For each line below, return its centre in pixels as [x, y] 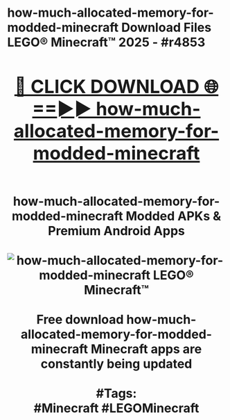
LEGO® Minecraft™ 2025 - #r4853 [106, 42]
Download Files [166, 27]
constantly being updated [116, 364]
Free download [80, 320]
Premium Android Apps [116, 231]
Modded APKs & [174, 216]
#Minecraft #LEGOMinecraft [116, 408]
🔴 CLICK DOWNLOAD [107, 86]
